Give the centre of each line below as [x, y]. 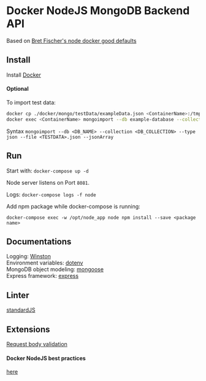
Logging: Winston [29, 256]
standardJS [21, 310]
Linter [18, 295]
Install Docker [24, 75]
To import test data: [31, 102]
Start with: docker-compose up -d [48, 171]
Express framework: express [42, 276]
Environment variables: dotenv [45, 263]
